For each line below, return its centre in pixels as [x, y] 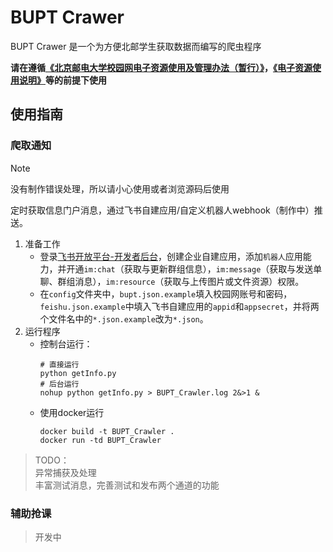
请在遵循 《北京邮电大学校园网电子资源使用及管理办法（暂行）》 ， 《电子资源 [161, 67]
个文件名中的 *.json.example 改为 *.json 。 [124, 318]
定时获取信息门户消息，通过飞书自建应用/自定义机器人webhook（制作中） [162, 210]
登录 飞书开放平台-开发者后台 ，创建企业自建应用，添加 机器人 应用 [171, 256]
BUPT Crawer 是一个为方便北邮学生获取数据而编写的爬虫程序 [136, 46]
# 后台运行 [59, 384]
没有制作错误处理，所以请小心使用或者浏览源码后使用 [120, 188]
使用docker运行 [72, 412]
